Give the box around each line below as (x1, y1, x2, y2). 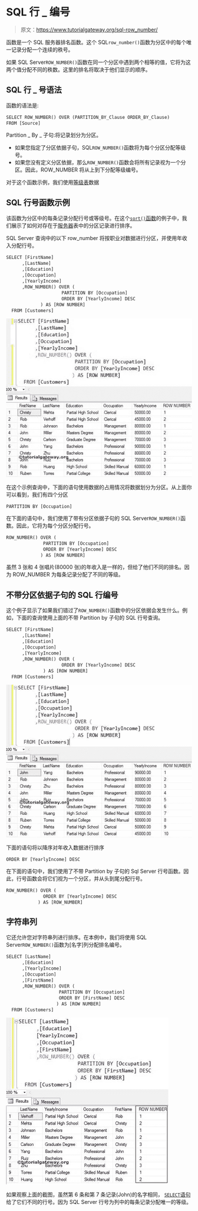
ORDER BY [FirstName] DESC (58, 995, 126, 1001)
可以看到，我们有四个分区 (6, 491, 68, 498)
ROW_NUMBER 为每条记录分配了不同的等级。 (12, 571, 124, 578)
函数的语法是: (6, 102, 39, 109)
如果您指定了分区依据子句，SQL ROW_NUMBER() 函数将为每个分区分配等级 (14, 144, 186, 151)
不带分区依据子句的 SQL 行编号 (6, 590, 118, 600)
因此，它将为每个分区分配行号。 (16, 522, 94, 529)
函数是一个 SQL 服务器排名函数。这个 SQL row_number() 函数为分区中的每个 (6, 38, 187, 46)
